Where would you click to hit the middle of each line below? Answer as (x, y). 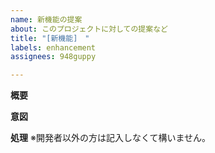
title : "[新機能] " (50, 38)
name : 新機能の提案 (46, 19)
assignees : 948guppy (53, 57)
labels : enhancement (53, 47)
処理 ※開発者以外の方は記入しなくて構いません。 (111, 138)
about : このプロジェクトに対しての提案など (89, 29)
